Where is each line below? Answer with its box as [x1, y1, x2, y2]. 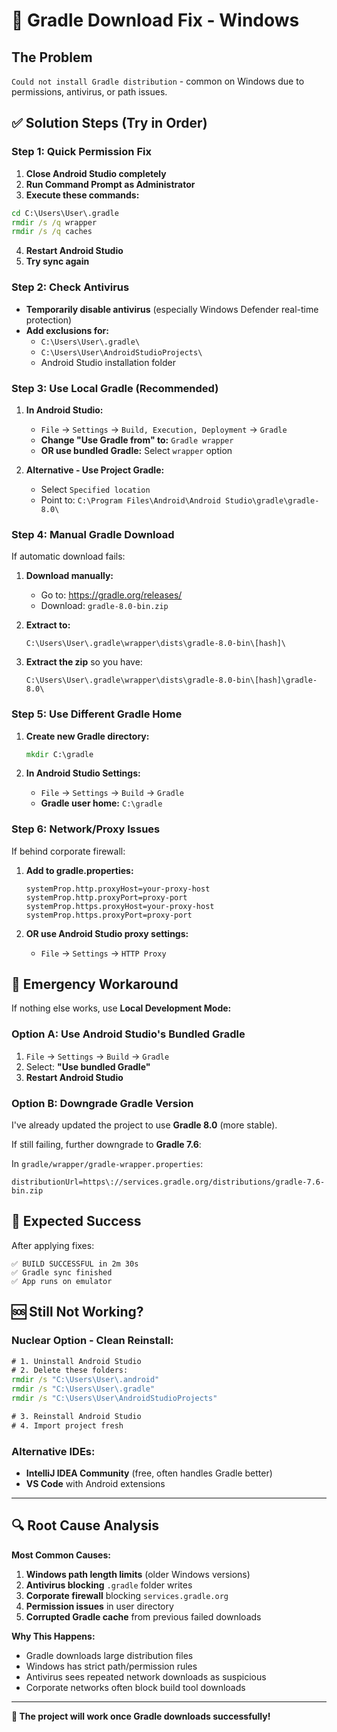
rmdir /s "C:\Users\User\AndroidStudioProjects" [11, 1394, 218, 1404]
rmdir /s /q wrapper [11, 217, 98, 228]
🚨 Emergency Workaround [11, 976, 179, 993]
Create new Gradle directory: [25, 730, 150, 742]
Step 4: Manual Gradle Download [11, 527, 175, 541]
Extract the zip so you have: [25, 656, 143, 668]
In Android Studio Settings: [25, 767, 141, 779]
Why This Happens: [11, 1630, 96, 1642]
